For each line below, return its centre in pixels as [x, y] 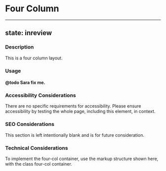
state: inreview [29, 33]
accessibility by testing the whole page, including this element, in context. [80, 112]
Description [20, 47]
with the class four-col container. [39, 164]
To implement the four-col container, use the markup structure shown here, [82, 159]
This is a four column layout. [34, 58]
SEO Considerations [30, 124]
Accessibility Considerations [41, 96]
